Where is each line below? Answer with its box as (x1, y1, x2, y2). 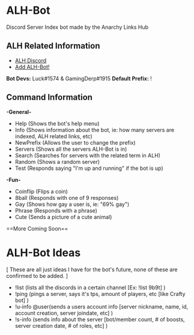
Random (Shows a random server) (14, 158, 100, 165)
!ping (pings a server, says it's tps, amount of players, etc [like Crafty (14, 290, 186, 297)
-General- (6, 108, 32, 115)
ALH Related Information (6, 41, 100, 51)
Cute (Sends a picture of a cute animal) (14, 213, 112, 220)
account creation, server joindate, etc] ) (14, 309, 113, 316)
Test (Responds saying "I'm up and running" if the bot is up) (14, 164, 163, 172)
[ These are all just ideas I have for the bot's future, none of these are (6, 265, 178, 273)
